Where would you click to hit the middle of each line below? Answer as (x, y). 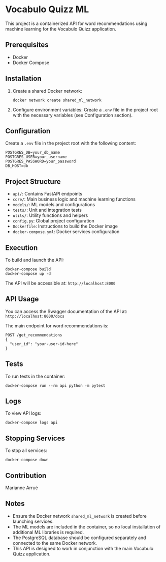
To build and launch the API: (35, 260)
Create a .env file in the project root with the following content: (71, 143)
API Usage (22, 299)
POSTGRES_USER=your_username (36, 157)
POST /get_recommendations (34, 335)
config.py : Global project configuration (54, 221)
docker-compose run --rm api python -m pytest (55, 385)
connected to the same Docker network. (55, 543)
